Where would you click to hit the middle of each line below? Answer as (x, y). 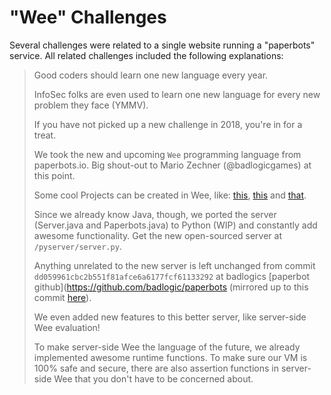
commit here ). (62, 297)
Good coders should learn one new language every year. (151, 75)
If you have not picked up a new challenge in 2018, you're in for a (168, 124)
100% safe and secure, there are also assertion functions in (156, 368)
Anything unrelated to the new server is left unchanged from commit (174, 265)
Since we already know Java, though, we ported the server (155, 214)
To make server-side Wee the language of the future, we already (167, 347)
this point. (54, 175)
